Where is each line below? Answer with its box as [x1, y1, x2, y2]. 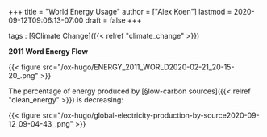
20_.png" [8, 71, 39, 80]
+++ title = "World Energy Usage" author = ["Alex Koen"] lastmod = [8, 7, 232, 16]
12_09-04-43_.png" [8, 119, 74, 128]
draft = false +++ [85, 15, 142, 25]
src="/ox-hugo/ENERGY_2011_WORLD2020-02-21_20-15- [42, 62, 235, 72]
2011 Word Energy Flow [8, 47, 89, 56]
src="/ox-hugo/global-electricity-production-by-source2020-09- [42, 110, 260, 120]
